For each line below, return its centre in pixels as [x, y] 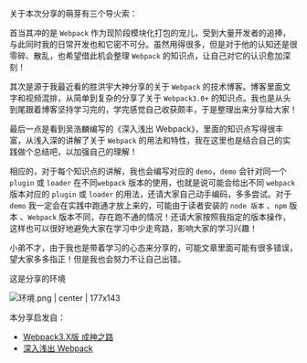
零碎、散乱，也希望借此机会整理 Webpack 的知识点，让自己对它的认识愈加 [146, 56]
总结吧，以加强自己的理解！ [85, 152]
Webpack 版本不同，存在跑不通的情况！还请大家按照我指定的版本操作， [159, 217]
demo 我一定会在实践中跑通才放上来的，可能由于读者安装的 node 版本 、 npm [148, 205]
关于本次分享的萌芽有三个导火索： [74, 13]
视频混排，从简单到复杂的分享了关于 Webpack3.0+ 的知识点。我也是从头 [158, 98]
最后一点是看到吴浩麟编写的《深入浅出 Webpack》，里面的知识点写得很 [143, 129]
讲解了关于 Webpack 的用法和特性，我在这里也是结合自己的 [174, 140]
